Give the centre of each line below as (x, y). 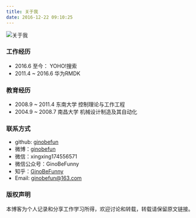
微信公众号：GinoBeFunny (47, 164)
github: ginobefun (37, 142)
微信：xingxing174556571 (46, 157)
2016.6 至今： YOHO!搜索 (46, 66)
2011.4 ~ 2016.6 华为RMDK (48, 73)
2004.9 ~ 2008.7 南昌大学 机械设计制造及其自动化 (76, 112)
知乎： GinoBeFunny (39, 172)
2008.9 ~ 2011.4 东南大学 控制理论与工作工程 (70, 104)
